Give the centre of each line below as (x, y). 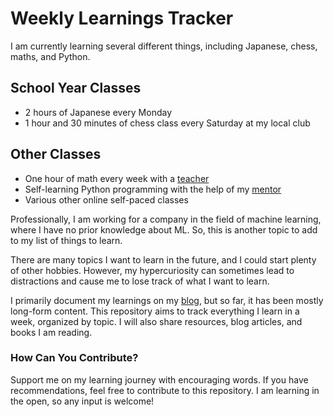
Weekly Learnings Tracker (122, 18)
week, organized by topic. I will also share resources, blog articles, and (156, 321)
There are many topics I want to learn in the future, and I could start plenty (163, 259)
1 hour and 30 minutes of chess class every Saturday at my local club (167, 123)
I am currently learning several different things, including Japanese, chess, (164, 46)
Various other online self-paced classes (106, 199)
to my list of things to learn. (66, 240)
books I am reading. (51, 332)
